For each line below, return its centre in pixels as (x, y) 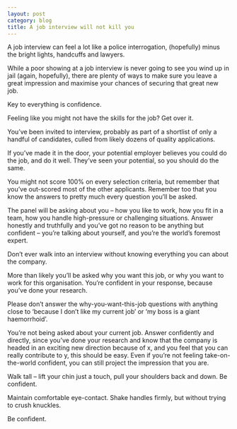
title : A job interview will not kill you (71, 27)
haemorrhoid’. (28, 319)
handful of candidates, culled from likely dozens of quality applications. (111, 139)
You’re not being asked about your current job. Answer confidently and (111, 333)
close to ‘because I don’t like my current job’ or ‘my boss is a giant (104, 312)
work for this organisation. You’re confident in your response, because (110, 283)
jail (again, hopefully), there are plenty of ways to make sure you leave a (112, 76)
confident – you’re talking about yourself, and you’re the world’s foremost (114, 233)
